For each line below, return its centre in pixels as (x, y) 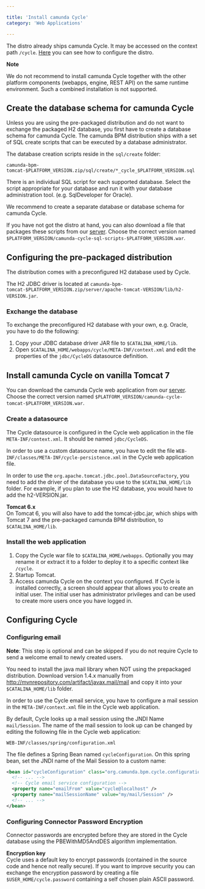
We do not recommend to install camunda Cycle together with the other (96, 76)
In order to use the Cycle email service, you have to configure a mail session (102, 700)
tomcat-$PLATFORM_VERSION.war (45, 404)
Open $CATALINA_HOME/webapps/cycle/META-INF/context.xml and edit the (106, 349)
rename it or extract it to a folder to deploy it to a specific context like (102, 562)
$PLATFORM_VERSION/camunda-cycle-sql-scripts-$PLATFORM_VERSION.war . (96, 238)
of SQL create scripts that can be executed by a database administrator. (97, 142)
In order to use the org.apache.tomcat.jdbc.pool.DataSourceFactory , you (98, 475)
